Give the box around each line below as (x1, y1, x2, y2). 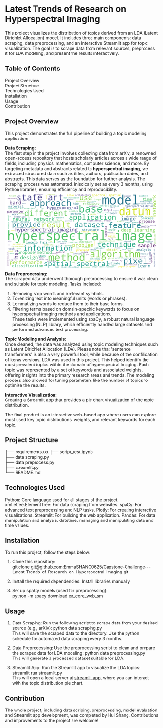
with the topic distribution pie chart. (12, 680, 84, 686)
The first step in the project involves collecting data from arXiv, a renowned (5, 150, 156, 156)
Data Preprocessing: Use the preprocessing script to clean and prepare (12, 645, 156, 651)
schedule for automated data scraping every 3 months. (12, 636, 123, 641)
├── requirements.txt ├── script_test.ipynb (5, 449, 93, 455)
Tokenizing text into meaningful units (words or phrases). (12, 295, 127, 301)
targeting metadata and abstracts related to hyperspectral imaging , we (5, 165, 148, 171)
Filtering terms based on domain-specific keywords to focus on (12, 306, 140, 312)
